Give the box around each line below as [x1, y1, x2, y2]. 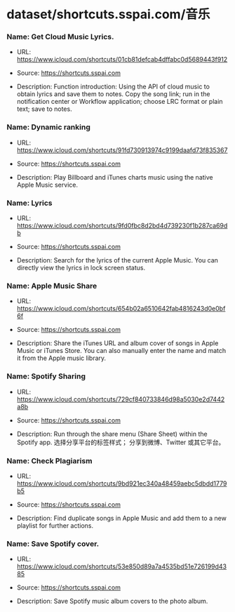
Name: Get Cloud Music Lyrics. [6, 32, 114, 42]
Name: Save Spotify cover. [6, 538, 100, 548]
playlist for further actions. [16, 521, 94, 530]
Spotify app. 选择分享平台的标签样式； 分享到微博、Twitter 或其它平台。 [16, 438, 225, 446]
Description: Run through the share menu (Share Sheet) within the [16, 430, 208, 438]
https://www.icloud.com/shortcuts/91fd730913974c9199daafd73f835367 [16, 145, 228, 154]
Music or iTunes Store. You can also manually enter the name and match [16, 347, 227, 355]
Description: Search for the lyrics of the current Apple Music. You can [16, 256, 219, 265]
